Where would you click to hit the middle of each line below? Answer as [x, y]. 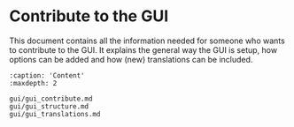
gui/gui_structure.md [49, 106]
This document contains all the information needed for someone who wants [147, 41]
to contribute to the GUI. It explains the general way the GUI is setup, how [143, 49]
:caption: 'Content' [47, 75]
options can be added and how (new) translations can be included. [131, 59]
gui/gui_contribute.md [51, 99]
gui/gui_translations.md [55, 114]
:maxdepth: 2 [33, 83]
